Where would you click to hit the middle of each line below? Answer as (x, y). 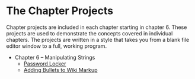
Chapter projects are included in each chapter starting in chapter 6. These (97, 27)
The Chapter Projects (60, 11)
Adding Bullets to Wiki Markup (60, 70)
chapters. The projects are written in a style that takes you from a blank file (98, 39)
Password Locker (45, 64)
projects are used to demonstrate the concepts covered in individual (89, 33)
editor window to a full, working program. (57, 46)
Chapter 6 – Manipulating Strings (55, 57)
